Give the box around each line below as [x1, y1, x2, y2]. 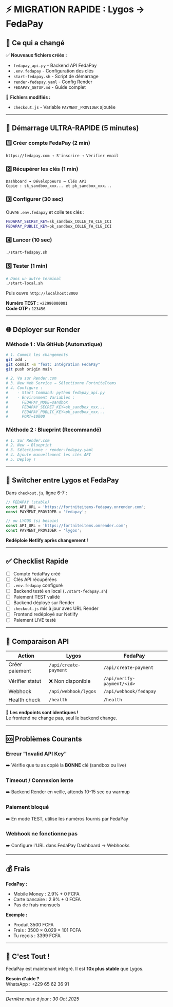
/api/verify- [103, 676, 136, 682]
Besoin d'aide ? [6, 976, 40, 982]
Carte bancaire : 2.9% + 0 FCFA [13, 896, 81, 902]
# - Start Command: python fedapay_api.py [6, 390, 105, 396]
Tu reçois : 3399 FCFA [13, 933, 61, 939]
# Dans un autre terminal [6, 276, 61, 281]
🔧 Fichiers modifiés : [6, 94, 51, 100]
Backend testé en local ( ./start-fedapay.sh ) [13, 588, 108, 594]
